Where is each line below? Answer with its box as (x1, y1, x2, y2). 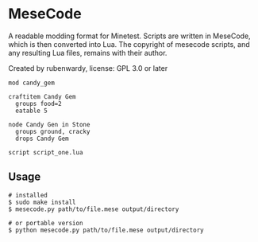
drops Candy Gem (15, 135, 69, 142)
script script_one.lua (8, 148, 83, 156)
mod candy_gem (8, 79, 56, 87)
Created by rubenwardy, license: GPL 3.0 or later (8, 63, 168, 72)
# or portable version (8, 219, 83, 227)
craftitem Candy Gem (8, 92, 77, 100)
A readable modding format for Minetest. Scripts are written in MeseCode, (8, 31, 252, 41)
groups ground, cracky (15, 127, 90, 135)
